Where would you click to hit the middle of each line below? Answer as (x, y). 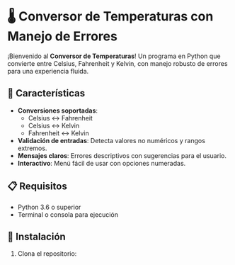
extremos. (32, 148)
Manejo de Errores (63, 36)
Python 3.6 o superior (49, 207)
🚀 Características (46, 93)
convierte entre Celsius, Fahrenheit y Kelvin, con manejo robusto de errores (117, 63)
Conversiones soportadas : (57, 111)
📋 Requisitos (37, 187)
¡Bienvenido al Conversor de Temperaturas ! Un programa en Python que (114, 56)
